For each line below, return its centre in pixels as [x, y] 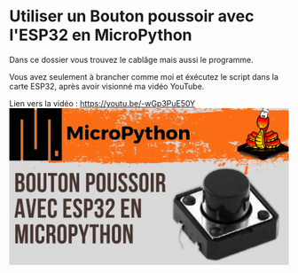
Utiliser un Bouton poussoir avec [132, 16]
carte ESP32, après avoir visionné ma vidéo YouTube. [107, 86]
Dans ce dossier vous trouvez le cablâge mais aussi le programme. [132, 59]
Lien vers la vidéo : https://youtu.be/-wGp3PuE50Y [102, 103]
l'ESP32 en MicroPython [101, 35]
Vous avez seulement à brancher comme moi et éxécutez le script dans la [144, 76]
